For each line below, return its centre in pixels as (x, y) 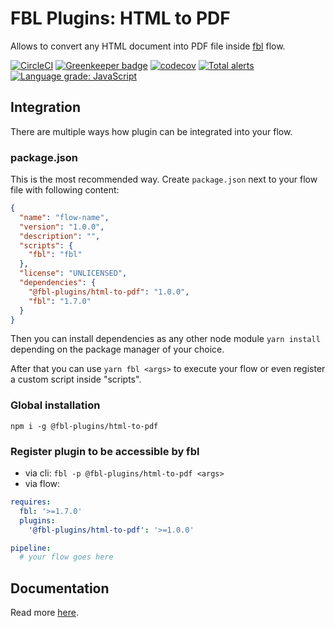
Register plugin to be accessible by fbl (105, 451)
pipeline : (31, 548)
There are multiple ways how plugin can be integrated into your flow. (151, 131)
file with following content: (65, 190)
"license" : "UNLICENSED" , (73, 273)
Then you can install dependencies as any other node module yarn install (165, 339)
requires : (31, 502)
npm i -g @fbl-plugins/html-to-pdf (84, 426)
